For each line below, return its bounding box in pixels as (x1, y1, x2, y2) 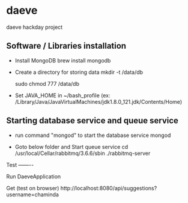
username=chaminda (6, 190, 59, 198)
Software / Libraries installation (6, 41, 127, 51)
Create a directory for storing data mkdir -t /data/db (14, 68, 143, 76)
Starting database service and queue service (6, 115, 179, 126)
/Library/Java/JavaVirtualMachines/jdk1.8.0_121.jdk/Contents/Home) (14, 98, 182, 105)
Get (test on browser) (6, 184, 59, 192)
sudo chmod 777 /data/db (14, 80, 80, 87)
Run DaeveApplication (6, 172, 61, 180)
